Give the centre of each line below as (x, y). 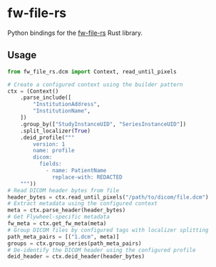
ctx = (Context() (33, 91)
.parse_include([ (46, 98)
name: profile (54, 151)
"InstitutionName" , (62, 111)
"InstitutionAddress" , (67, 105)
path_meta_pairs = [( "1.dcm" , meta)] (63, 236)
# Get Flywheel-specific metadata (59, 217)
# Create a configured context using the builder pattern (95, 84)
